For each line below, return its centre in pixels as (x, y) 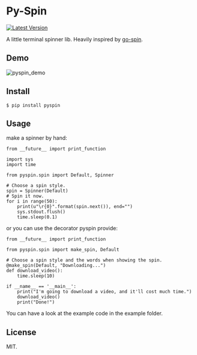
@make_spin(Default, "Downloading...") (56, 266)
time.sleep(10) (36, 276)
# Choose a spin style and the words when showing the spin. (84, 260)
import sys (20, 160)
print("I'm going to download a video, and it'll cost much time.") (105, 292)
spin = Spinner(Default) (37, 191)
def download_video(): (35, 271)
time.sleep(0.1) (38, 217)
